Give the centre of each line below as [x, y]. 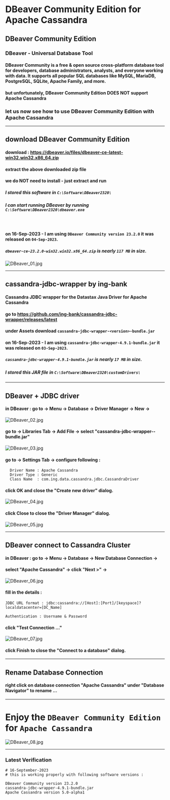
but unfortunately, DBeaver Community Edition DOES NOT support [77, 93]
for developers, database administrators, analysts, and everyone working [84, 71]
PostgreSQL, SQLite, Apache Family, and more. [56, 81]
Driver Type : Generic [34, 475]
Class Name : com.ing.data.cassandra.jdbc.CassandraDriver [74, 479]
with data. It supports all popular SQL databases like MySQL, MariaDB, [80, 76]
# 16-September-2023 [27, 770]
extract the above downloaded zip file [46, 169]
